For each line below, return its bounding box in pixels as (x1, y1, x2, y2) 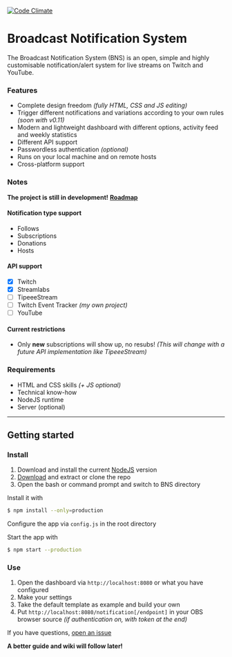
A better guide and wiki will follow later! (7, 642, 123, 650)
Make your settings (17, 593, 72, 602)
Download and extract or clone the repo (17, 473, 131, 481)
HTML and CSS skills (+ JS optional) (17, 380, 122, 389)
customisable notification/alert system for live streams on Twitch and (7, 61, 204, 69)
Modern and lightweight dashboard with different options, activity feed (17, 123, 219, 131)
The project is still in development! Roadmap (7, 193, 138, 201)
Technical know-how (17, 388, 77, 396)
